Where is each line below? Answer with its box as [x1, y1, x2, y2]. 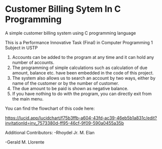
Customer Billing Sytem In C [5, 3, 121, 15]
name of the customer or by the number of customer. [12, 80, 120, 86]
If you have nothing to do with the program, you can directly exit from [12, 91, 152, 97]
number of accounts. [12, 59, 55, 65]
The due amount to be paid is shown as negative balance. [12, 85, 128, 91]
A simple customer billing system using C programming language [5, 30, 136, 36]
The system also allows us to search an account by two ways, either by [12, 75, 156, 81]
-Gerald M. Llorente [5, 139, 45, 145]
